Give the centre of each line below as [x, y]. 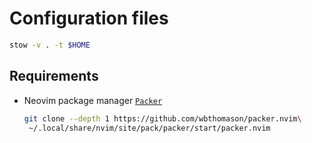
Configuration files [89, 18]
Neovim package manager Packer [93, 100]
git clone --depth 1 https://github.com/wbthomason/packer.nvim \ [162, 118]
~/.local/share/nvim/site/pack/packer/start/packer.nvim [149, 128]
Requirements [54, 76]
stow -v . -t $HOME [50, 45]
